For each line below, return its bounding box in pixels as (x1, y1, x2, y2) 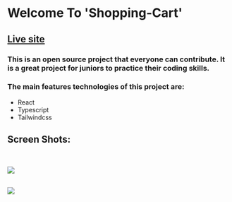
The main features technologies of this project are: (7, 82, 185, 92)
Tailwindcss (17, 113, 52, 121)
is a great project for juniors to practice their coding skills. (7, 63, 210, 73)
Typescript (17, 105, 49, 114)
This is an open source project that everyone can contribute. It (7, 54, 226, 64)
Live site (7, 33, 45, 45)
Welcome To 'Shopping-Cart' (7, 5, 183, 21)
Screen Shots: (7, 133, 71, 145)
